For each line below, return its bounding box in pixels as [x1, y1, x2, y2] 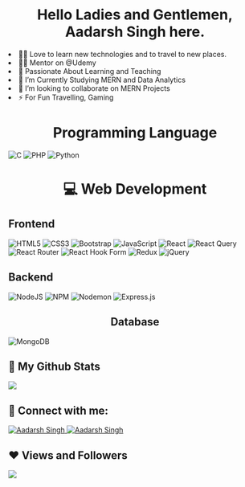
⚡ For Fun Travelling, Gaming [18, 92, 114, 102]
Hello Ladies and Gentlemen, [37, 6, 233, 24]
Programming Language [52, 124, 218, 142]
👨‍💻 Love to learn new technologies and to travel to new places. [18, 49, 227, 59]
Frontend [8, 217, 55, 231]
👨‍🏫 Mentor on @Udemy [18, 58, 96, 68]
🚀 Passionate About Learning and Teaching [18, 66, 161, 76]
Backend [8, 271, 54, 284]
